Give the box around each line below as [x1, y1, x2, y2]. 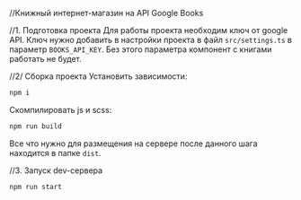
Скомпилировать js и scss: [9, 104, 112, 115]
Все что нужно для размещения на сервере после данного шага [9, 138, 258, 149]
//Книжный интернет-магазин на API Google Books [9, 8, 204, 18]
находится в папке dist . [9, 147, 102, 158]
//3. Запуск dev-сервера [9, 165, 103, 176]
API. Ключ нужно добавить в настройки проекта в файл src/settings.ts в [9, 35, 292, 45]
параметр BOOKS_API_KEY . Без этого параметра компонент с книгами [9, 44, 272, 55]
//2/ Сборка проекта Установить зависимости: [9, 71, 188, 82]
